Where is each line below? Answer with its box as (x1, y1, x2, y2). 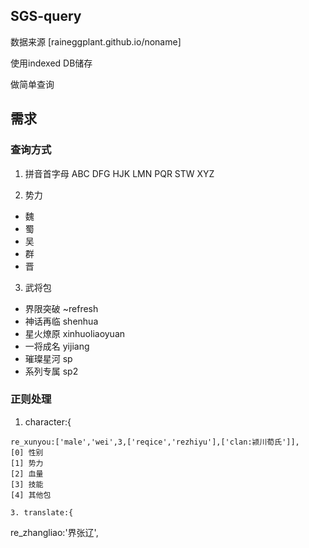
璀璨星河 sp (24, 352, 73, 364)
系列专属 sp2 (24, 365, 79, 377)
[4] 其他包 (10, 490, 52, 500)
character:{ (24, 415, 72, 428)
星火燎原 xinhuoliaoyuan (24, 327, 126, 339)
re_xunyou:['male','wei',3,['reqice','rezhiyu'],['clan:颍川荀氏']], (10, 437, 300, 447)
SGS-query (10, 8, 82, 25)
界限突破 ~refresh (24, 302, 99, 314)
